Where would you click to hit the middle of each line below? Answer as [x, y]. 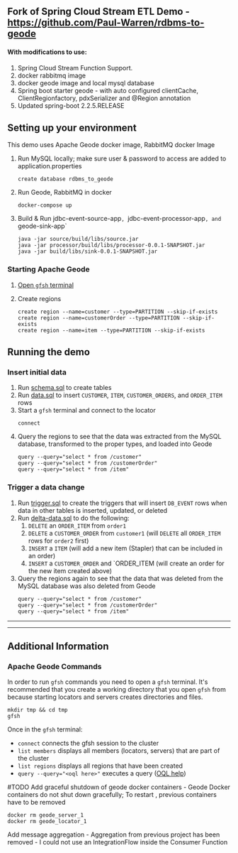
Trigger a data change [46, 487]
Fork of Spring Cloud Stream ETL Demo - [98, 12]
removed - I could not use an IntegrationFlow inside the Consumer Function [118, 842]
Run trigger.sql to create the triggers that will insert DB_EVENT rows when [122, 503]
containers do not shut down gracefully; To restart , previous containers [112, 795]
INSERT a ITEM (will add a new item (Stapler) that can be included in [125, 548]
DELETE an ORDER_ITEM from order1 [77, 526]
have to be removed [36, 803]
